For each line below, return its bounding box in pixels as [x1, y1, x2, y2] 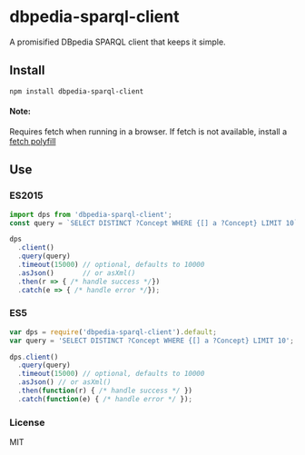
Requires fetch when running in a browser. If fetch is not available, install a [9, 125, 288, 137]
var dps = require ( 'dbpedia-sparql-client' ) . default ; [9, 327, 218, 337]
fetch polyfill [9, 135, 56, 146]
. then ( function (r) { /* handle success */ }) [17, 386, 193, 396]
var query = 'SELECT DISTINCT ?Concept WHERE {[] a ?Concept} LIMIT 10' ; [9, 336, 295, 345]
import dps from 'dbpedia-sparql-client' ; [9, 210, 172, 219]
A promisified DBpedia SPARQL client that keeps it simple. [9, 36, 226, 47]
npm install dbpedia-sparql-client [9, 86, 144, 96]
